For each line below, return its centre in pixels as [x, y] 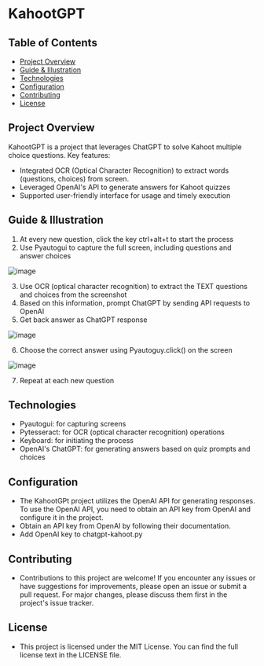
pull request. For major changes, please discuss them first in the [123, 595]
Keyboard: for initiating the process [76, 441]
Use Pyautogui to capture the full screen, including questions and [125, 247]
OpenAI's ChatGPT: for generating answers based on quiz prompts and [135, 449]
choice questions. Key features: [59, 155]
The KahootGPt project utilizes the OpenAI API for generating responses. [137, 501]
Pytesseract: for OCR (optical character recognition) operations [122, 432]
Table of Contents [53, 43]
